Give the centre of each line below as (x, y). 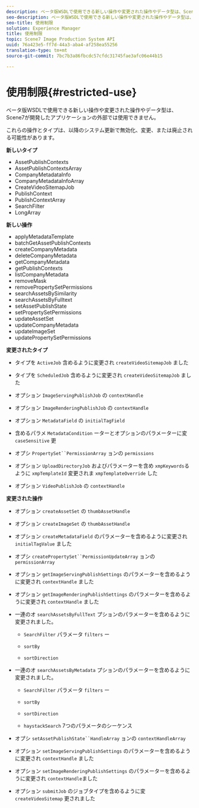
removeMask (31, 280)
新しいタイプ (22, 150)
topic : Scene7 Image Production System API (61, 39)
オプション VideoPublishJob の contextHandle (70, 485)
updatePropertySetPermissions (53, 337)
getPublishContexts (39, 268)
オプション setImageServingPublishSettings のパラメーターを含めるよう (103, 751)
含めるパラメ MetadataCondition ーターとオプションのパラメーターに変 (101, 433)
